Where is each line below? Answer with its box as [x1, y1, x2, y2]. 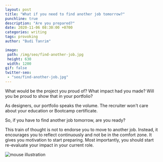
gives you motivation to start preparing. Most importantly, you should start [5, 137, 154, 143]
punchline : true [5, 16, 38, 21]
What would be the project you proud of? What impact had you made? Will [5, 88, 154, 94]
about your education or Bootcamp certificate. [5, 108, 98, 113]
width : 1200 [7, 61, 32, 66]
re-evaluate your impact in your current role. [5, 142, 94, 148]
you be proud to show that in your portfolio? [5, 93, 93, 99]
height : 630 [7, 56, 32, 61]
